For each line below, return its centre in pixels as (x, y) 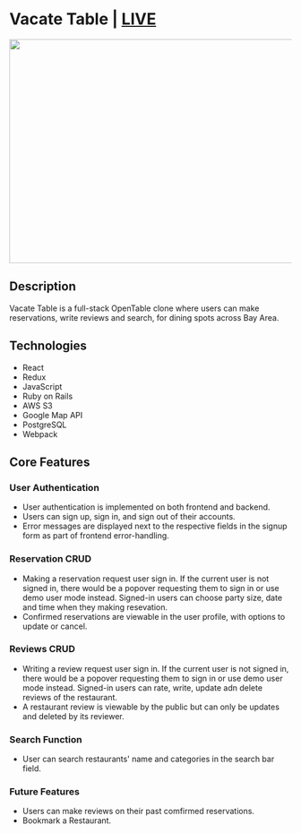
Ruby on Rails (47, 396)
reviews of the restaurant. (70, 697)
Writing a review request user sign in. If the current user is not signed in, (155, 668)
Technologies (48, 346)
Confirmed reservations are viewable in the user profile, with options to (154, 616)
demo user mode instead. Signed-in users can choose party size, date (152, 597)
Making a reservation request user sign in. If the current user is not (146, 579)
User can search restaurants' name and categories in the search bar (148, 759)
